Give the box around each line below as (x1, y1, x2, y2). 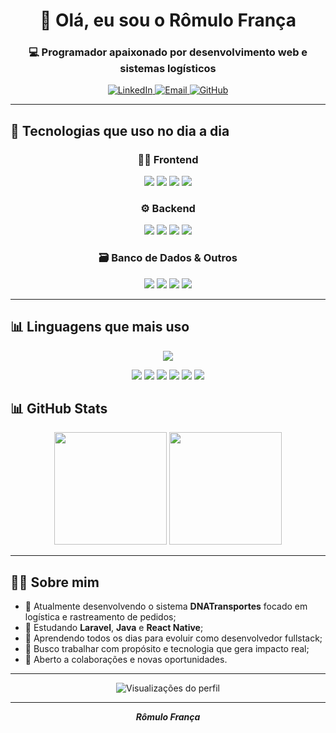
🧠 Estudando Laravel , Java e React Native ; (24, 622, 204, 634)
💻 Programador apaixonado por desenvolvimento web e (28, 45, 308, 59)
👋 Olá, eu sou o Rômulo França (39, 9, 297, 32)
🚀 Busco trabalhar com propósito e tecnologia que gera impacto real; (24, 643, 310, 655)
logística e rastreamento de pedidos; (24, 611, 177, 623)
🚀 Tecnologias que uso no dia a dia (10, 122, 230, 139)
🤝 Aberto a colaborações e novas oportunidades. (24, 654, 228, 666)
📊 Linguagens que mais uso (10, 319, 190, 336)
